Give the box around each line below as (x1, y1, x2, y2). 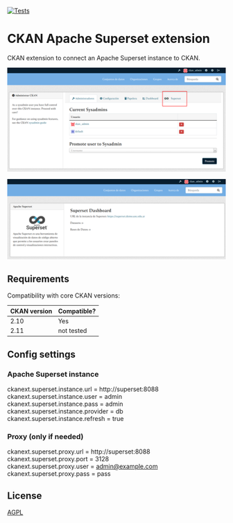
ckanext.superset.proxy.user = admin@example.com (7, 462, 158, 471)
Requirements (7, 273, 69, 284)
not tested (58, 327, 87, 334)
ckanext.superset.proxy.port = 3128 (7, 455, 110, 463)
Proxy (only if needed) (7, 432, 84, 442)
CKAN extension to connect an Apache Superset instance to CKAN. (7, 53, 200, 62)
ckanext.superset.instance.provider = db (7, 407, 123, 415)
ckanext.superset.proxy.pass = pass (7, 470, 111, 478)
